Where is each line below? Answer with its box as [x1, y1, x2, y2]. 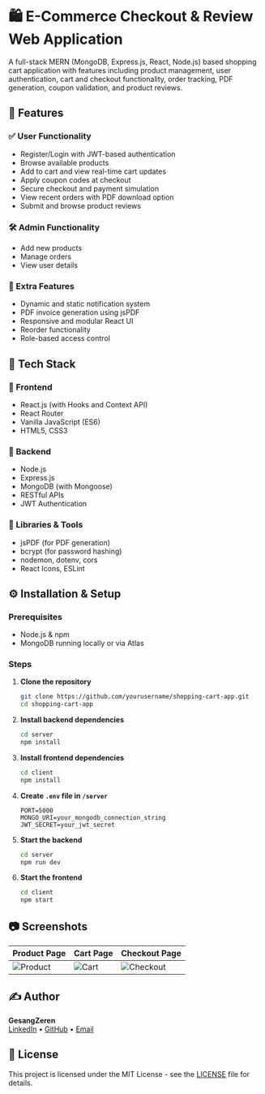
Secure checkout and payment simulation [19, 183, 160, 193]
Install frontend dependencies [19, 752, 125, 762]
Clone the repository [19, 677, 92, 687]
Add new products [19, 243, 83, 252]
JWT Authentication [19, 499, 88, 509]
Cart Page [74, 948, 113, 959]
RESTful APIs [19, 490, 65, 500]
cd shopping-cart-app [19, 700, 93, 709]
